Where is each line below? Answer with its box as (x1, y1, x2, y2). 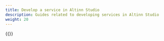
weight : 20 (5, 17, 29, 22)
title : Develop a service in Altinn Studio (5, 7, 100, 13)
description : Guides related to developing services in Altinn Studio (5, 12, 159, 17)
